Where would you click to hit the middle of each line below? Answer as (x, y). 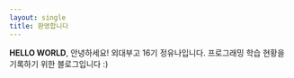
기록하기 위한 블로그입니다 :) (59, 64)
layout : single (38, 17)
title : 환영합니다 (39, 26)
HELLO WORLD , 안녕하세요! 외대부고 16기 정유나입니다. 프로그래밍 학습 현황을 (147, 52)
